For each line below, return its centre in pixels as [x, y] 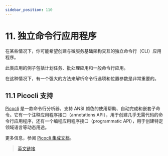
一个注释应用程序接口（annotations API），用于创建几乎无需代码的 [91, 115]
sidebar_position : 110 [29, 10]
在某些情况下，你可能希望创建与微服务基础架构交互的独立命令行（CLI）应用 [83, 51]
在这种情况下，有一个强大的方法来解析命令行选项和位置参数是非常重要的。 [82, 78]
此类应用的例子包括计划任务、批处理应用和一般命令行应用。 [67, 67]
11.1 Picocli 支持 [29, 95]
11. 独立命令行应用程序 [51, 36]
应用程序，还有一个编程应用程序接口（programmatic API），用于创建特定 [89, 121]
